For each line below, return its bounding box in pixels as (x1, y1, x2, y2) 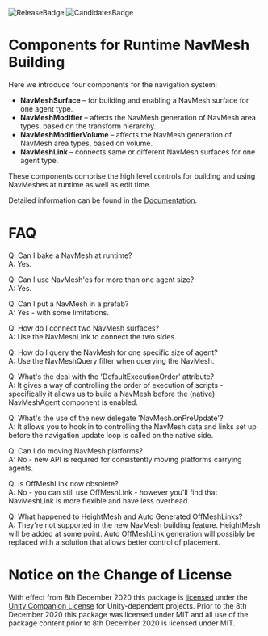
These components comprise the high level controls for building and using (8, 171, 256, 181)
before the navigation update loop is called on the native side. (8, 430, 214, 440)
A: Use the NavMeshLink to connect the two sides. (8, 331, 177, 341)
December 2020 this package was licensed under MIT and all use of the (8, 609, 249, 619)
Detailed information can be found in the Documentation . (8, 195, 198, 205)
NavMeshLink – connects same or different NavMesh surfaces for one (19, 146, 256, 157)
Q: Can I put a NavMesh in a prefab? (8, 299, 129, 309)
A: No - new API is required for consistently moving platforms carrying (8, 454, 242, 464)
